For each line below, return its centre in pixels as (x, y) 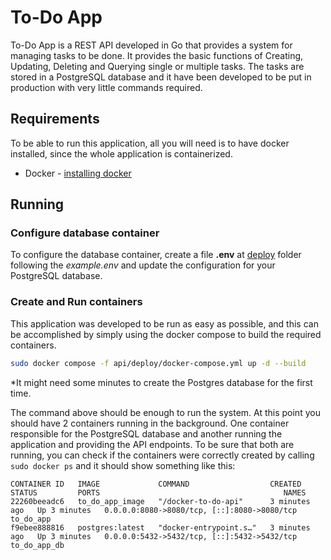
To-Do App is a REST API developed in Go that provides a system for (151, 45)
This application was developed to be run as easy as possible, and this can (164, 323)
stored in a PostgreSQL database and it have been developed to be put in (161, 77)
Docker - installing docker (78, 173)
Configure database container (85, 233)
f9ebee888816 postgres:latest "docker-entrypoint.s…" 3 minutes (160, 527)
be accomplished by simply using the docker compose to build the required (166, 334)
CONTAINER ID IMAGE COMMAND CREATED (156, 484)
